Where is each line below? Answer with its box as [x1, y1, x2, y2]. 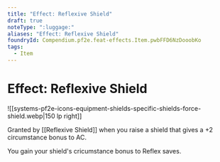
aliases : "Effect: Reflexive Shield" [7, 30, 119, 38]
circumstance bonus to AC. [7, 133, 87, 141]
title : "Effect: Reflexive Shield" [7, 10, 113, 18]
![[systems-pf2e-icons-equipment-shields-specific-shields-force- [7, 104, 202, 112]
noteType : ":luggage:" [7, 23, 75, 31]
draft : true [7, 17, 43, 24]
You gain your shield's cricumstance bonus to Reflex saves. [7, 146, 182, 155]
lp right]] [56, 112, 82, 120]
